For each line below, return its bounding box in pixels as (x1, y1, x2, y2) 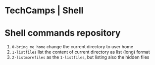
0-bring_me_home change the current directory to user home (11, 44, 134, 50)
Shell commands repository (4, 28, 121, 39)
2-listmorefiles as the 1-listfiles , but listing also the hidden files (11, 54, 150, 60)
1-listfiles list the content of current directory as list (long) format (11, 49, 150, 55)
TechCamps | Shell (4, 5, 84, 16)
